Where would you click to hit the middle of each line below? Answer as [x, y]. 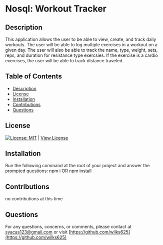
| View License [53, 138]
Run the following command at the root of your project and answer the [77, 166]
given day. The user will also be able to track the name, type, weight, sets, [81, 50]
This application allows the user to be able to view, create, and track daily [81, 39]
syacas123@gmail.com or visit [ [38, 232]
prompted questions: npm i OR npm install [48, 171]
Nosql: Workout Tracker [56, 9]
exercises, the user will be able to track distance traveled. [64, 60]
